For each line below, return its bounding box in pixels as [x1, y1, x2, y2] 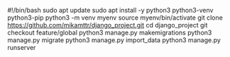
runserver [7, 44, 36, 51]
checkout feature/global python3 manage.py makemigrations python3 [7, 28, 212, 37]
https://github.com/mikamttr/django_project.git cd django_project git [7, 21, 208, 29]
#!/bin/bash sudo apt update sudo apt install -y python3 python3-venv [7, 6, 214, 14]
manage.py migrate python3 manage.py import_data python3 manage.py [7, 36, 221, 44]
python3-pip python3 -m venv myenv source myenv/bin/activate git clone [7, 13, 224, 22]
